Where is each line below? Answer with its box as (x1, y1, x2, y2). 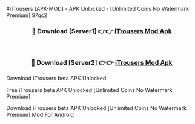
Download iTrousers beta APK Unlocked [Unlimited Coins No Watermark (6, 104, 187, 111)
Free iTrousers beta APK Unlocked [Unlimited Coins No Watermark (6, 86, 173, 93)
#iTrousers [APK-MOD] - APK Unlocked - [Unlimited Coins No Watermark (6, 5, 190, 12)
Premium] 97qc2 (6, 11, 48, 19)
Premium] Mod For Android (6, 111, 74, 118)
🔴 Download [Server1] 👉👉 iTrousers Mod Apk (31, 27, 172, 35)
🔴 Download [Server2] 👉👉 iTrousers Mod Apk (31, 59, 173, 67)
